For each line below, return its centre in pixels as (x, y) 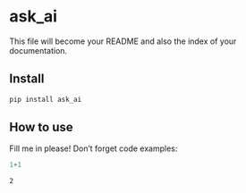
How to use (41, 127)
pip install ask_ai (46, 99)
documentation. (38, 50)
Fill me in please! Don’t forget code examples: (93, 148)
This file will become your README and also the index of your (123, 41)
